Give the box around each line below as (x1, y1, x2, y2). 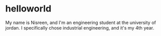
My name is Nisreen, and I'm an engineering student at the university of (5, 19, 156, 25)
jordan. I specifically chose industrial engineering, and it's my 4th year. (5, 24, 154, 30)
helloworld (5, 3, 52, 14)
